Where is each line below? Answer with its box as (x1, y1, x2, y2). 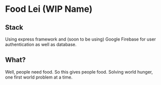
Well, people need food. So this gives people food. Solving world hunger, (5, 69, 153, 75)
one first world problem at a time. (5, 74, 73, 80)
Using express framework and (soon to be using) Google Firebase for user (5, 36, 156, 42)
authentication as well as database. (5, 42, 77, 47)
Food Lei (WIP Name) (5, 3, 93, 15)
